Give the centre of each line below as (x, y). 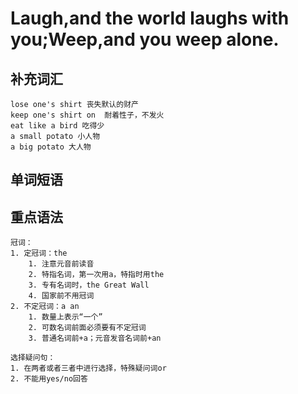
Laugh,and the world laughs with (150, 18)
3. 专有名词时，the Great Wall (89, 285)
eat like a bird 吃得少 (57, 126)
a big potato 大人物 (51, 147)
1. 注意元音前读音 (61, 264)
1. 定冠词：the (39, 253)
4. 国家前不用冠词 (61, 296)
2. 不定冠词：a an (45, 307)
